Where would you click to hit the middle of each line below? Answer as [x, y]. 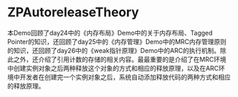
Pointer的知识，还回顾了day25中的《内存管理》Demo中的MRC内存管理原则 [117, 41]
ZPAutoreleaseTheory [73, 12]
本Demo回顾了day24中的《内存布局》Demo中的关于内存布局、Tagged [110, 33]
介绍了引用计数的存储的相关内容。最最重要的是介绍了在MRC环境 [132, 59]
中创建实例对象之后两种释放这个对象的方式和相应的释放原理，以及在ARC [113, 68]
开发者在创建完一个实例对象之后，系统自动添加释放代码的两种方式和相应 [125, 77]
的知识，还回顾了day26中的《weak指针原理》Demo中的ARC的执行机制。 [114, 50]
